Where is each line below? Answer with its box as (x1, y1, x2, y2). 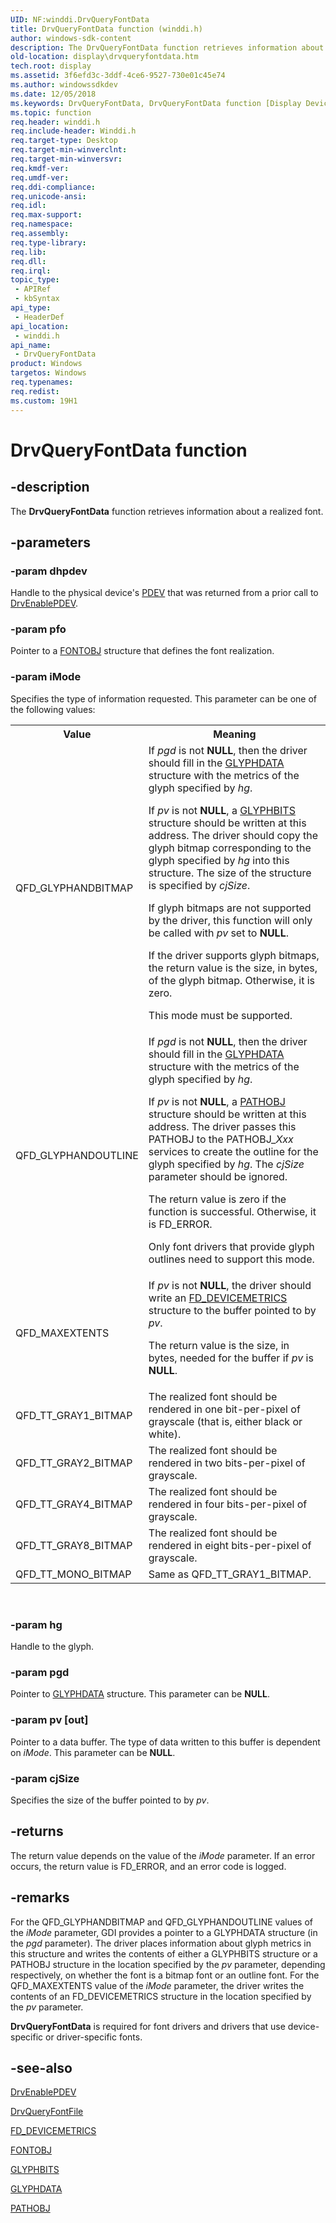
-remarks (10, 1889, 70, 1906)
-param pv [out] (10, 1713, 89, 1727)
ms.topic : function (10, 107, 92, 118)
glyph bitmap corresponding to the (148, 841, 312, 855)
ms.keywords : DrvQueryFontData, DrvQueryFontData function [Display (10, 98, 302, 108)
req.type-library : (10, 237, 87, 248)
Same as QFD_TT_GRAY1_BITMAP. (148, 1567, 312, 1581)
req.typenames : (10, 377, 74, 387)
